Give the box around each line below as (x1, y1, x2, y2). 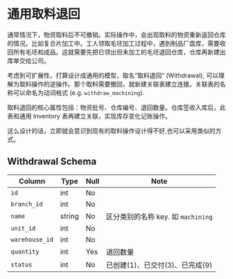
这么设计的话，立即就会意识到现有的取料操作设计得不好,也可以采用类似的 (7, 126, 216, 135)
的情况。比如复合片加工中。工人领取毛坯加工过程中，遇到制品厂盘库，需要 (7, 39, 220, 47)
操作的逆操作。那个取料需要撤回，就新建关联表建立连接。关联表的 (31, 80, 220, 88)
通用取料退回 (7, 6, 81, 22)
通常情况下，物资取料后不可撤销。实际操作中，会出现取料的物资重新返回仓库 (7, 30, 226, 39)
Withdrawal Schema (7, 156, 97, 168)
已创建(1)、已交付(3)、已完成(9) (106, 260, 213, 270)
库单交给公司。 (7, 56, 50, 64)
